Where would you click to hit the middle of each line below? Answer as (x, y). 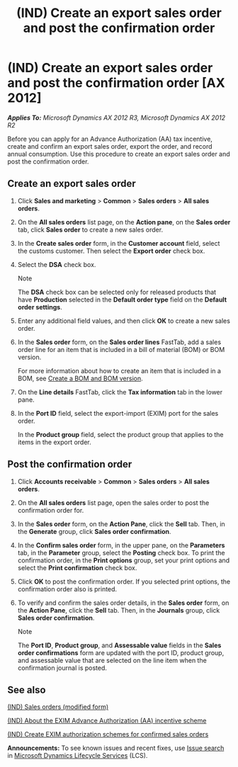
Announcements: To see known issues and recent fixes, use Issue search (116, 748)
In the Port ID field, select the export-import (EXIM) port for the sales (118, 413)
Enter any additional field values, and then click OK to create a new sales (124, 321)
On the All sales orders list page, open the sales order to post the (113, 502)
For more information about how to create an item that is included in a (119, 370)
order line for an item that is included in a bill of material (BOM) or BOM (121, 349)
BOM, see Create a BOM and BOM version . (80, 378)
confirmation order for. (51, 510)
